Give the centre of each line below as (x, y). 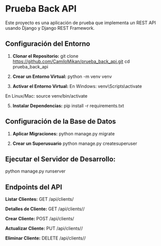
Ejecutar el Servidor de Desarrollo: (61, 159)
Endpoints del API (34, 187)
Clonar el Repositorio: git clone (45, 56)
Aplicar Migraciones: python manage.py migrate (64, 133)
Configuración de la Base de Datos (61, 121)
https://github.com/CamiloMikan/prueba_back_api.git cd (71, 61)
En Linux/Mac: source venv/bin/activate (46, 96)
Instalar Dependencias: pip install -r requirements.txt (68, 106)
